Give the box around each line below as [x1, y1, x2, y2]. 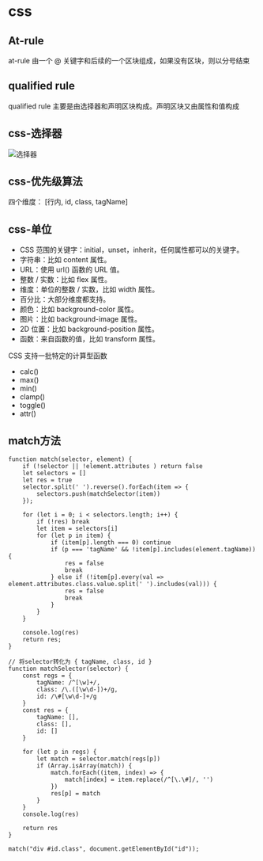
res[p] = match [50, 790, 101, 798]
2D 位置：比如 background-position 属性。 [19, 324, 160, 334]
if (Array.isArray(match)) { [36, 762, 133, 770]
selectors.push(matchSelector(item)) [36, 490, 160, 498]
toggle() [19, 401, 46, 410]
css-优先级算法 [8, 175, 83, 189]
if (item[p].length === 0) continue [50, 539, 171, 547]
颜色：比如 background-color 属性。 [19, 304, 138, 314]
